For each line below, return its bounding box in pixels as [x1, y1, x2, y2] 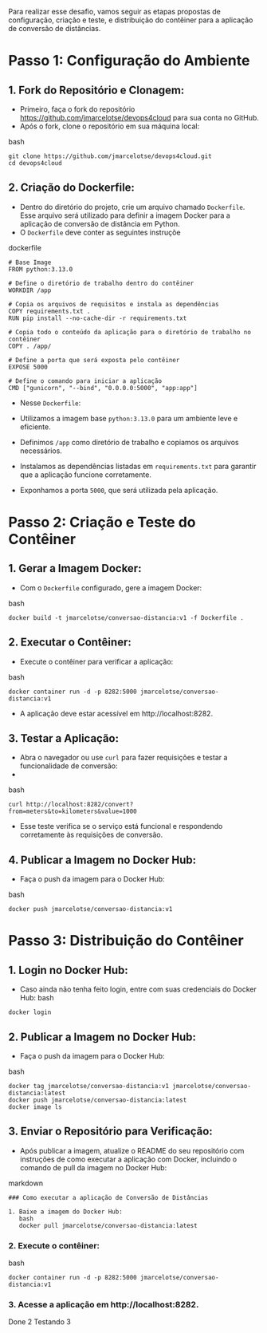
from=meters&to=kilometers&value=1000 [8, 807, 137, 816]
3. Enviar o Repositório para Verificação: [8, 1125, 213, 1138]
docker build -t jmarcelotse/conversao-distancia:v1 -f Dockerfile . [8, 613, 245, 621]
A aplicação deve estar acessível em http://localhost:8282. [19, 708, 214, 718]
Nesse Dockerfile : [19, 398, 81, 408]
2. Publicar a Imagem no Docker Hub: [8, 1030, 197, 1043]
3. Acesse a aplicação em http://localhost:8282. [8, 1299, 199, 1311]
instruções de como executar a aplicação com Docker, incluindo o [19, 1154, 238, 1164]
